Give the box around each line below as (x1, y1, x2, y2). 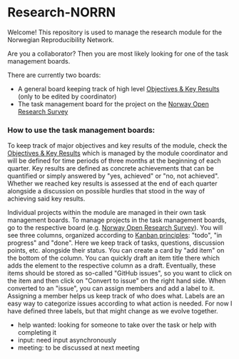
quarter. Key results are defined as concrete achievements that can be (7, 164, 214, 173)
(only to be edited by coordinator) (17, 92, 117, 101)
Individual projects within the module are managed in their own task (7, 208, 207, 217)
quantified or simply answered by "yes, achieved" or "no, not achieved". (7, 172, 220, 181)
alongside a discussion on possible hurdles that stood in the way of (7, 187, 205, 196)
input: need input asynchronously (17, 336, 116, 345)
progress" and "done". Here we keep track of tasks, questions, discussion (7, 238, 225, 247)
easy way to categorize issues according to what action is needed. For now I (7, 299, 233, 308)
